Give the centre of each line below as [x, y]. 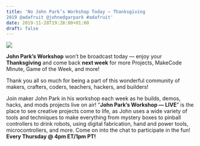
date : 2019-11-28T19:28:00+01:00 [48, 23]
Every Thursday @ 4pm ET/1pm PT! [51, 136]
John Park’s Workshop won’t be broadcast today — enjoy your [84, 57]
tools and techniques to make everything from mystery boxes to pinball [93, 117]
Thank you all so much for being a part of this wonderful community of [93, 80]
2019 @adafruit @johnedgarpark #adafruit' [60, 17]
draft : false [22, 28]
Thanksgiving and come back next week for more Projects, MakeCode [94, 63]
